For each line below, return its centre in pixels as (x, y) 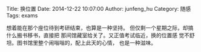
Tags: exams (22, 16)
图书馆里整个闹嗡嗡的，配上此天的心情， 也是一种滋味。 (86, 43)
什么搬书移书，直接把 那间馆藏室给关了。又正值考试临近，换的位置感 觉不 (98, 35)
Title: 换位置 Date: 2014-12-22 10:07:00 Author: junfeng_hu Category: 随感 (99, 9)
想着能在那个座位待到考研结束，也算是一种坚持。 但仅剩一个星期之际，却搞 (100, 28)
